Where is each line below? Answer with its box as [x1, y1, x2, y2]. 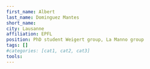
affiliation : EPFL [6, 31, 52, 37]
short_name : [6, 20, 36, 26]
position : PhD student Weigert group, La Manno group [6, 37, 145, 43]
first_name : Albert [6, 8, 55, 15]
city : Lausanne [6, 25, 45, 32]
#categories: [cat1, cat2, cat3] [6, 48, 90, 54]
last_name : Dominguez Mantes [6, 14, 80, 20]
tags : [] [6, 43, 28, 49]
